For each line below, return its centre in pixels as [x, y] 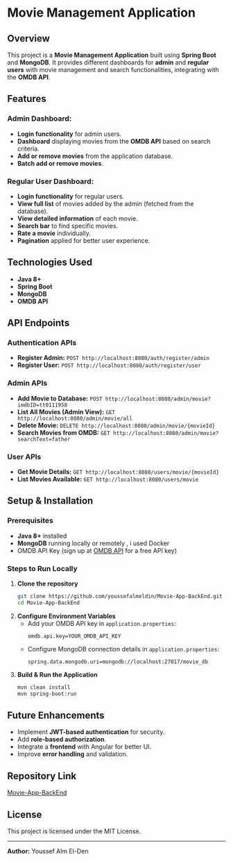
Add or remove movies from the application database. [95, 156]
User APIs [24, 457]
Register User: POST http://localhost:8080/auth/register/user [109, 365]
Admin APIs [27, 383]
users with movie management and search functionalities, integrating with [113, 70]
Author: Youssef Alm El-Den [48, 851]
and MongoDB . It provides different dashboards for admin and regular [108, 62]
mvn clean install [44, 687]
